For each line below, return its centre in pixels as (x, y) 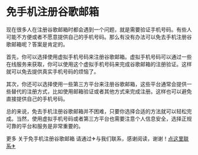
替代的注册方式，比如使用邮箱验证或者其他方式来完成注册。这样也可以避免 (101, 91)
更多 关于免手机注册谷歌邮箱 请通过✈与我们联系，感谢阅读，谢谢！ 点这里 (95, 138)
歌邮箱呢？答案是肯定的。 (37, 44)
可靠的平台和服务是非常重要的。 (45, 126)
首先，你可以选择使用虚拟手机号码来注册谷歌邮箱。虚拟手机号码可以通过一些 (99, 57)
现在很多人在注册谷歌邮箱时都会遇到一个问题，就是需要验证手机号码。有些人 (99, 29)
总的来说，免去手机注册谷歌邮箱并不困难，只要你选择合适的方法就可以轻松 (96, 111)
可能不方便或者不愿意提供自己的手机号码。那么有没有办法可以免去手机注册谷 (99, 37)
